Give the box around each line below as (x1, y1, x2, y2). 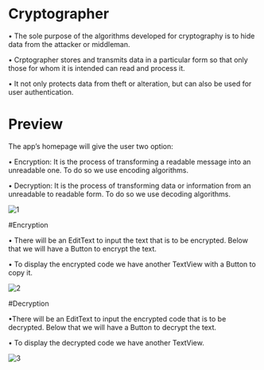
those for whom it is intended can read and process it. (8, 63, 185, 72)
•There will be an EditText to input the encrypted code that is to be (8, 314, 227, 323)
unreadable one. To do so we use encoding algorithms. (8, 165, 189, 175)
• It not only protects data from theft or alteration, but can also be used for (8, 79, 252, 88)
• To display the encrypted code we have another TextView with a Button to (8, 259, 256, 269)
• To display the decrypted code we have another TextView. (8, 337, 204, 347)
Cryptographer (8, 5, 110, 23)
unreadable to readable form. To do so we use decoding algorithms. (8, 189, 231, 199)
